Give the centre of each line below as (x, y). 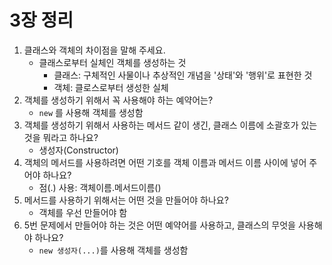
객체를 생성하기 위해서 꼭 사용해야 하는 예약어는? (118, 100)
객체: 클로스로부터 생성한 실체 (111, 87)
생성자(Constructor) (78, 150)
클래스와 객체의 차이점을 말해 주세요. (94, 50)
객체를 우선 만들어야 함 (83, 212)
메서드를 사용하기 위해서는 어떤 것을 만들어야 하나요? (126, 200)
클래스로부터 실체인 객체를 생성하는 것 (112, 62)
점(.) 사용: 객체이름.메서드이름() (100, 187)
